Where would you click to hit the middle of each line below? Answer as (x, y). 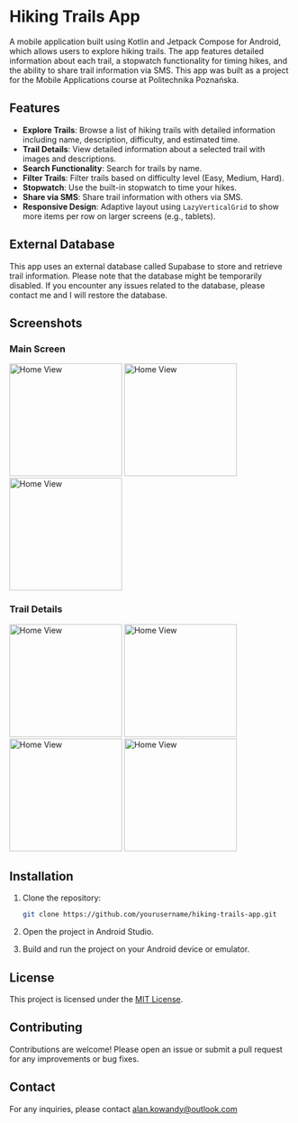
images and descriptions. (69, 159)
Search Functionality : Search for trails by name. (112, 168)
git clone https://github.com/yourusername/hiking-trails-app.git (149, 915)
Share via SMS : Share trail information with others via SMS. (132, 196)
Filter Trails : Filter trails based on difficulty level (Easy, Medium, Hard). (154, 178)
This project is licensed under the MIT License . (96, 1000)
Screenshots (46, 323)
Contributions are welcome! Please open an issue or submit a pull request (146, 1049)
